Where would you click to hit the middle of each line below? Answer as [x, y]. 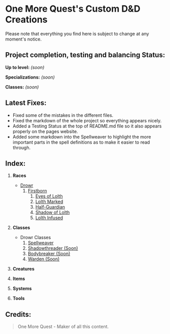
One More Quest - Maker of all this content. [63, 327]
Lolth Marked [49, 202]
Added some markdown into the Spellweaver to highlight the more [82, 137]
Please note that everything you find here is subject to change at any [77, 34]
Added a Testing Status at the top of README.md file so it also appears [87, 126]
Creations [26, 20]
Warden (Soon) [44, 259]
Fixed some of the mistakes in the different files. [63, 115]
